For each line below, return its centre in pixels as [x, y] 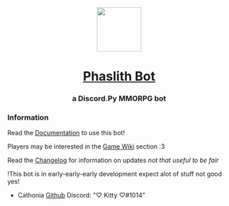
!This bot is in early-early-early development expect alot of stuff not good [114, 174]
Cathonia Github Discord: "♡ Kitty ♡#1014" [81, 195]
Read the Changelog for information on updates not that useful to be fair [113, 160]
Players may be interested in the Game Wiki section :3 [86, 147]
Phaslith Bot [119, 76]
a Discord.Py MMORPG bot [119, 98]
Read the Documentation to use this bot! [66, 133]
